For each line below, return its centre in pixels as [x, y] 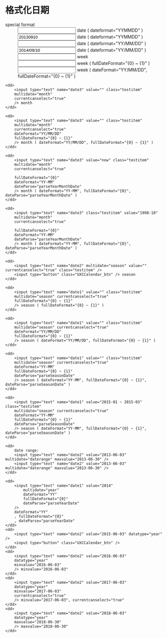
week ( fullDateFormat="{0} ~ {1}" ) [114, 63]
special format [20, 24]
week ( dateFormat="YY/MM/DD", [112, 70]
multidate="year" [41, 490]
